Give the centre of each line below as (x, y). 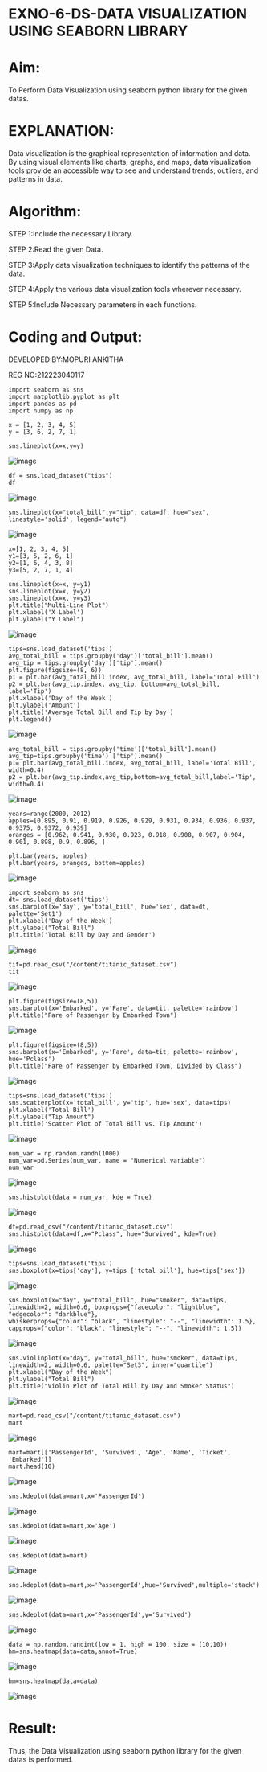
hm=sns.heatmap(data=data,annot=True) (73, 1651)
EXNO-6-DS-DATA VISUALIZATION (127, 14)
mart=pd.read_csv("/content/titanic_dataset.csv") (95, 1416)
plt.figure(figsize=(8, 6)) (55, 670)
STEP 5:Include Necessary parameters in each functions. (103, 305)
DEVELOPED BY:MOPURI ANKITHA (66, 359)
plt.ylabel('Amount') (44, 705)
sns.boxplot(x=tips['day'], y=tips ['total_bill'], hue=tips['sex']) (127, 1270)
